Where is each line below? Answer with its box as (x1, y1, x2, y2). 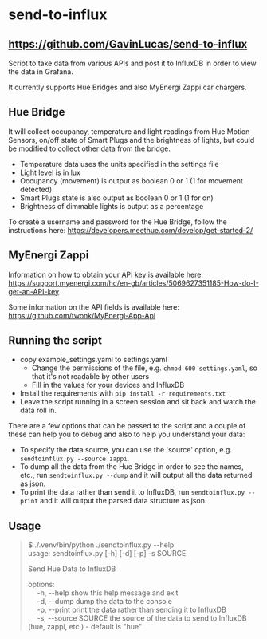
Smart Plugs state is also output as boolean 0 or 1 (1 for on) (19, 193, 214, 203)
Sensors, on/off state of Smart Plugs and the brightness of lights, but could (8, 135, 255, 144)
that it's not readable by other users (31, 372, 150, 381)
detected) (19, 184, 53, 194)
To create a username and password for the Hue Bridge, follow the (8, 217, 227, 227)
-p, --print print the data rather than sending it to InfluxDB (37, 605, 227, 615)
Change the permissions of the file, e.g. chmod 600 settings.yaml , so (31, 363, 257, 373)
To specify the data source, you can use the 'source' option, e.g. (19, 445, 233, 455)
